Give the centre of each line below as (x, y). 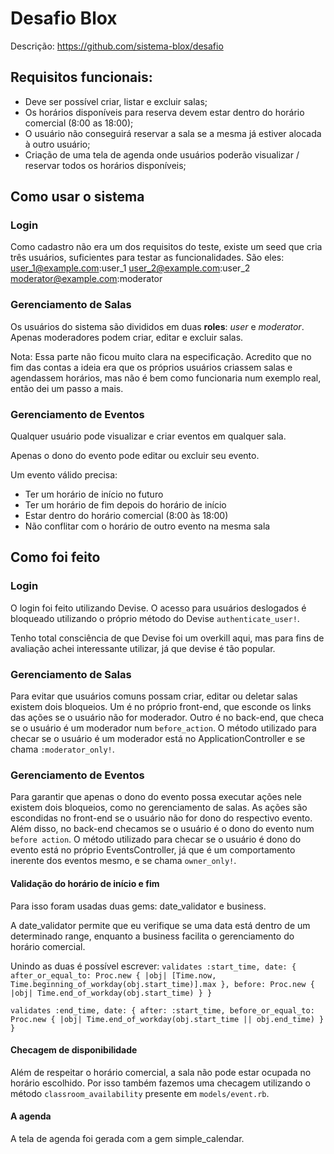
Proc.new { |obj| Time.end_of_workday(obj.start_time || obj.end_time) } (167, 1019)
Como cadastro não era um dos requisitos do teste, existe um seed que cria (166, 247)
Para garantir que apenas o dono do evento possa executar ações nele (156, 797)
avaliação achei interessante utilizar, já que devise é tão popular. (143, 648)
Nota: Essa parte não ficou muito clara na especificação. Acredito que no (161, 356)
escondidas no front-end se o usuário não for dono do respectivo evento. (161, 818)
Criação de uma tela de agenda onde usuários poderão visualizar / (162, 154)
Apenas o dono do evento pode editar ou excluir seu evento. (135, 456)
